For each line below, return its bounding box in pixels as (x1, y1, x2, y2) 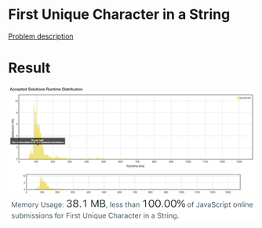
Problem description (8, 31, 74, 41)
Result (8, 59, 51, 77)
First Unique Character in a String (8, 6, 231, 24)
